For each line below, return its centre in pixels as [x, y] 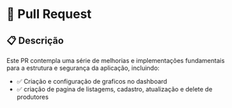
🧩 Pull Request [49, 14]
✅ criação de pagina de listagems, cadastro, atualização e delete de [115, 89]
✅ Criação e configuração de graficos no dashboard [92, 81]
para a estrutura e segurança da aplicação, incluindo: [83, 68]
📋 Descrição [35, 40]
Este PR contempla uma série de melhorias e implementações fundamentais [116, 61]
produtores [33, 97]
